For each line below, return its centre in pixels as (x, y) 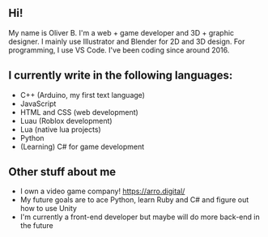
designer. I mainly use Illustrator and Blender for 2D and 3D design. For (127, 41)
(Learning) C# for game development (82, 146)
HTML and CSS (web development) (79, 112)
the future (37, 226)
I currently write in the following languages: (121, 76)
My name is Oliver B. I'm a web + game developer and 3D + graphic (121, 32)
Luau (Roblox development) (66, 121)
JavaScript (38, 104)
